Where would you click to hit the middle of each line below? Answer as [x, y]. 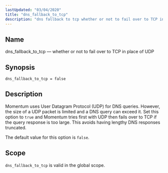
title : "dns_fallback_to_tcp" [37, 15]
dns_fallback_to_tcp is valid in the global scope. [55, 165]
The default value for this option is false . [47, 137]
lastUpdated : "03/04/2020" [33, 10]
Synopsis [20, 67]
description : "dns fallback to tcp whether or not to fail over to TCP [81, 19]
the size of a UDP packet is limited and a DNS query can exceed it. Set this [82, 111]
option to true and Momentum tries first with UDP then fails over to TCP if [81, 117]
